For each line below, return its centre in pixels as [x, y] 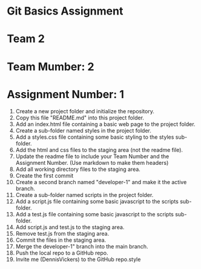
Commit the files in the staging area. [61, 240]
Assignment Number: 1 [66, 94]
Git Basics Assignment [65, 11]
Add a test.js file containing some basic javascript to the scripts [95, 214]
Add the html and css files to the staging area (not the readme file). [99, 150]
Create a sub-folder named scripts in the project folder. [84, 194]
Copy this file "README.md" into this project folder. [80, 118]
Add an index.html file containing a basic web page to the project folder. [105, 124]
